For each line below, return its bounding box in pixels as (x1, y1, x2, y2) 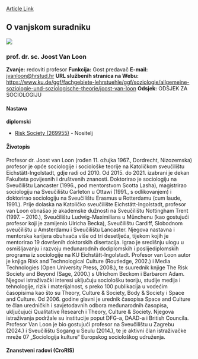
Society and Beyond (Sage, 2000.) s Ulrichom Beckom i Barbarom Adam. (6, 270, 185, 277)
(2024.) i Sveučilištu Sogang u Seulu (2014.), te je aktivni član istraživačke (6, 327, 187, 334)
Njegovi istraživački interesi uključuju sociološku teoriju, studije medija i (6, 276, 181, 284)
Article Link (6, 5, 34, 12)
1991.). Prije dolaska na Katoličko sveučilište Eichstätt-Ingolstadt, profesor (6, 200, 187, 207)
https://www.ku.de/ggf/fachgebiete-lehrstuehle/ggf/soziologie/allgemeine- (6, 78, 190, 86)
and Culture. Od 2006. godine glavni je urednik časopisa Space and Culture (6, 295, 191, 303)
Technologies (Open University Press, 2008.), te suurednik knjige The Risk (6, 264, 189, 271)
